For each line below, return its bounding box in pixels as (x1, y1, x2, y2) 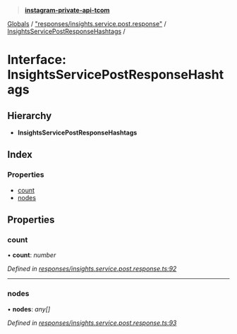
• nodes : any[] (7, 304, 51, 313)
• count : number (7, 251, 56, 259)
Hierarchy (7, 109, 52, 122)
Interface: (7, 52, 67, 68)
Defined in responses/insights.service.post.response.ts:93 (7, 318, 177, 327)
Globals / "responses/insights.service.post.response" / (7, 20, 167, 27)
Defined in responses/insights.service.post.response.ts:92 (7, 264, 177, 273)
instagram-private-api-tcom (24, 6, 110, 14)
